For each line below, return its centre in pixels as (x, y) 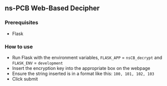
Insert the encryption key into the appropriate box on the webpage (81, 68)
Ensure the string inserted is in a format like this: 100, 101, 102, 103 (83, 73)
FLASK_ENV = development (38, 63)
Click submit (25, 79)
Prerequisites (21, 23)
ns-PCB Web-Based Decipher (52, 8)
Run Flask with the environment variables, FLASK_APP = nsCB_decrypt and (87, 57)
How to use (19, 46)
